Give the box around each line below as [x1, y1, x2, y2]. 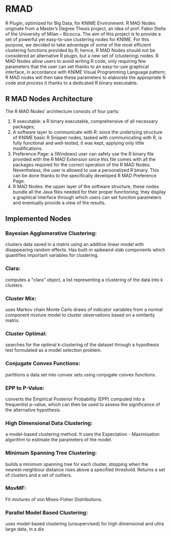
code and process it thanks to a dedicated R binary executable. [5, 80, 138, 86]
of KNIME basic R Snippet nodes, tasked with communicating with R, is [12, 134, 162, 141]
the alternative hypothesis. [5, 407, 61, 413]
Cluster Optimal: [5, 330, 47, 337]
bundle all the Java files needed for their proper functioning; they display [12, 189, 166, 195]
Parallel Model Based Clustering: [5, 509, 88, 516]
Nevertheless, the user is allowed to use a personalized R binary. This [12, 167, 159, 173]
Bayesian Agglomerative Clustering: [5, 230, 97, 237]
